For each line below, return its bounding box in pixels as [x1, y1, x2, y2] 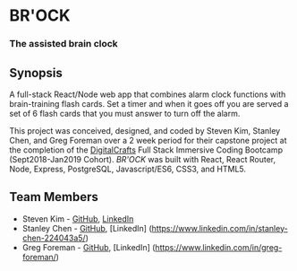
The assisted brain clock [9, 38, 118, 50]
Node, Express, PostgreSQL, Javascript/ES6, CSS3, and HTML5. [9, 163, 247, 174]
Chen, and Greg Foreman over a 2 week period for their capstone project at [9, 135, 287, 145]
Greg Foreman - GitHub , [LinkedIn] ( [21, 241, 156, 252]
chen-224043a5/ [21, 232, 87, 243]
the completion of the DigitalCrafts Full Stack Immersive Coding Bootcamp [9, 144, 284, 155]
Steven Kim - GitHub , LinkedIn [21, 213, 134, 224]
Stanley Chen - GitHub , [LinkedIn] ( [21, 223, 152, 233]
